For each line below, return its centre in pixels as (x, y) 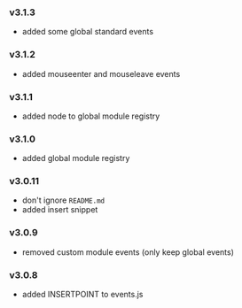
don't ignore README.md (63, 200)
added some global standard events (87, 32)
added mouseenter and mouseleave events (101, 73)
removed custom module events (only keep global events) (128, 252)
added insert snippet (60, 210)
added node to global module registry (91, 116)
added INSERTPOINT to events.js (82, 295)
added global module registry (76, 158)
